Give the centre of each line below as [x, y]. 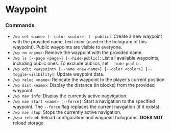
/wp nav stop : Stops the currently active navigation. [67, 112]
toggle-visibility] [33, 75]
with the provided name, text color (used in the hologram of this [80, 42]
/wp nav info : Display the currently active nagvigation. [70, 96]
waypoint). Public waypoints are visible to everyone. [67, 47]
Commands [20, 25]
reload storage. [29, 123]
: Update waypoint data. [79, 74]
